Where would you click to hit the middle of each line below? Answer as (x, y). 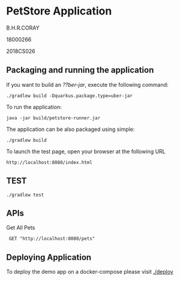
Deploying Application (49, 257)
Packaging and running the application (80, 70)
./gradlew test (25, 195)
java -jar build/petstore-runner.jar (53, 118)
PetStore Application (59, 11)
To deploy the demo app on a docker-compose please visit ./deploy (90, 272)
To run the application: (34, 107)
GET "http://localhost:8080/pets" (52, 239)
